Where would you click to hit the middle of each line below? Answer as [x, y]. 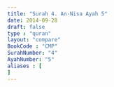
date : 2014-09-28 [33, 20]
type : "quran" [29, 33]
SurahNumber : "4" [33, 53]
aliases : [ [24, 66]
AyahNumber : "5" [31, 60]
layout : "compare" [34, 40]
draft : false [26, 27]
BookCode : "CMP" [33, 46]
